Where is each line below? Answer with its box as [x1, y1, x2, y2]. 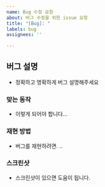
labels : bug [6, 26, 37, 32]
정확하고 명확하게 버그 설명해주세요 [15, 78, 99, 86]
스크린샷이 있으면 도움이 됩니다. [15, 174, 90, 181]
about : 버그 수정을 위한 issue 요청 [6, 15, 89, 21]
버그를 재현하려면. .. [15, 142, 63, 150]
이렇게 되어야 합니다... [15, 111, 68, 118]
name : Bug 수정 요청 [6, 9, 54, 15]
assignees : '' [6, 32, 43, 38]
